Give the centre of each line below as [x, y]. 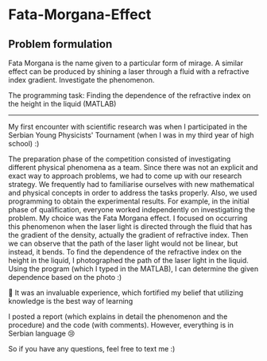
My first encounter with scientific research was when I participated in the [128, 126]
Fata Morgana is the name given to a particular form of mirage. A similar [126, 63]
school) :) [24, 144]
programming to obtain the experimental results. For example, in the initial [129, 201]
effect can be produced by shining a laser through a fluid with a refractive [129, 72]
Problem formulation [60, 44]
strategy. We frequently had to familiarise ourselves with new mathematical [131, 184]
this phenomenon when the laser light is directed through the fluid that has [130, 227]
